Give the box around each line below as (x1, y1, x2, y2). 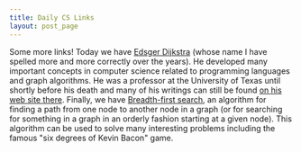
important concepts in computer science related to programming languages (9, 65, 290, 76)
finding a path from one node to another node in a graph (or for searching (9, 103, 283, 114)
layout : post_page (9, 22, 78, 31)
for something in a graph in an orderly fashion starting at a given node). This (9, 113, 293, 124)
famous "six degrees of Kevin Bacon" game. (9, 132, 174, 143)
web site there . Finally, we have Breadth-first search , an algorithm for (9, 94, 267, 104)
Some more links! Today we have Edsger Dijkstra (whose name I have (9, 46, 268, 57)
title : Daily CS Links (9, 13, 95, 22)
